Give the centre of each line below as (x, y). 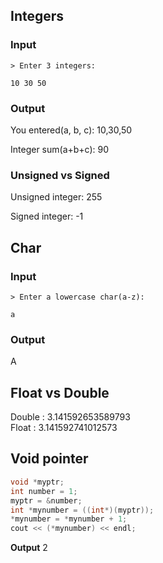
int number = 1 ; (44, 491)
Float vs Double (60, 392)
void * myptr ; (37, 482)
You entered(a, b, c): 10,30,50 (71, 130)
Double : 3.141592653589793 (70, 417)
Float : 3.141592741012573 (64, 428)
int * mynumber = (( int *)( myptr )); (82, 510)
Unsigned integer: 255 (56, 197)
